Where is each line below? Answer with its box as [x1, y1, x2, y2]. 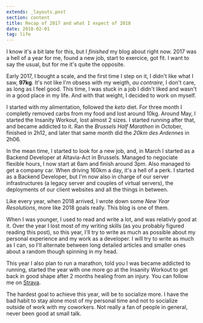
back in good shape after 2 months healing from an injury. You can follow [6, 273, 188, 280]
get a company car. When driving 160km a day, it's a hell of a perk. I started [6, 167, 195, 174]
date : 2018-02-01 [6, 25, 50, 32]
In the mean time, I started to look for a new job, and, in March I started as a [6, 148, 195, 155]
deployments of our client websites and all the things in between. [6, 186, 169, 194]
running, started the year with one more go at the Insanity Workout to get [6, 266, 188, 273]
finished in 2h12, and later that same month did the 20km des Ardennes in [6, 129, 190, 137]
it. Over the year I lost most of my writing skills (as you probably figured [6, 222, 184, 230]
